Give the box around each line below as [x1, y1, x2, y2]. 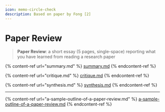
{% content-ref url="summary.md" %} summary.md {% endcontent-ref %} [5, 63, 156, 69]
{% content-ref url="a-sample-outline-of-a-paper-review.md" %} [5, 96, 137, 102]
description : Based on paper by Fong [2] [5, 12, 91, 17]
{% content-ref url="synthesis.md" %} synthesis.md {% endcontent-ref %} [5, 82, 158, 88]
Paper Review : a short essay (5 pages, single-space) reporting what [17, 49, 156, 55]
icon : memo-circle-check [5, 7, 56, 12]
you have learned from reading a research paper [17, 54, 115, 60]
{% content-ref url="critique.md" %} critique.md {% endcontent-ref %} [5, 73, 150, 78]
